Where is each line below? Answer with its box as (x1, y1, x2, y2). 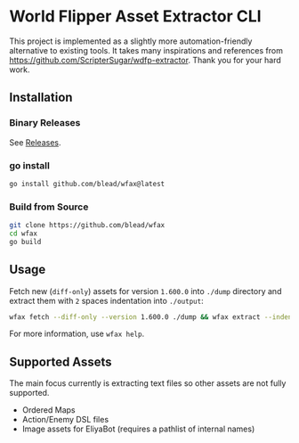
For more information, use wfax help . (9, 328, 145, 340)
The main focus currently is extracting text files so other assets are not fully (9, 378, 287, 389)
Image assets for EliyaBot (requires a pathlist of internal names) (21, 423, 255, 434)
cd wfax (9, 229, 38, 238)
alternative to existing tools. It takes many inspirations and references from (9, 45, 283, 55)
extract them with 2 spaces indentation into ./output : (9, 295, 204, 306)
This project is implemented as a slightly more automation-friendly (9, 36, 253, 46)
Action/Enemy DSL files (21, 414, 109, 425)
